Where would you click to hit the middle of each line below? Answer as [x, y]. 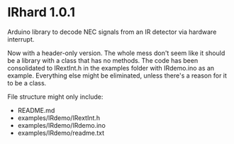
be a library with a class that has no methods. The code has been [103, 60]
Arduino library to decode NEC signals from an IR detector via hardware [112, 32]
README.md [36, 110]
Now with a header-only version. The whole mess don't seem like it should [116, 53]
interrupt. [21, 39]
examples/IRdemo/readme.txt [61, 133]
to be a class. [27, 83]
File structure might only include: [55, 97]
